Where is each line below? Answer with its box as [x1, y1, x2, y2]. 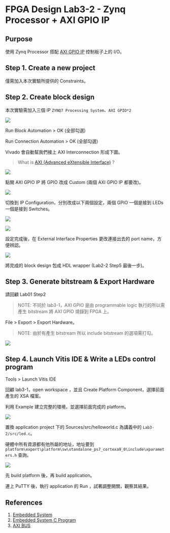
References [5, 498, 43, 507]
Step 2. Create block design [5, 93, 95, 102]
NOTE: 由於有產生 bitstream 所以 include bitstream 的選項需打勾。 [17, 330, 156, 336]
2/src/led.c [5, 431, 30, 436]
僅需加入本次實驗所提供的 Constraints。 [5, 78, 89, 84]
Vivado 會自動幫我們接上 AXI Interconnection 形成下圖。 [5, 149, 123, 155]
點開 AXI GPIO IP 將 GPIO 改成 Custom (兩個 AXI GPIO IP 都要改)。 [5, 179, 144, 185]
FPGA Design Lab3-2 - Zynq [5, 4, 126, 15]
